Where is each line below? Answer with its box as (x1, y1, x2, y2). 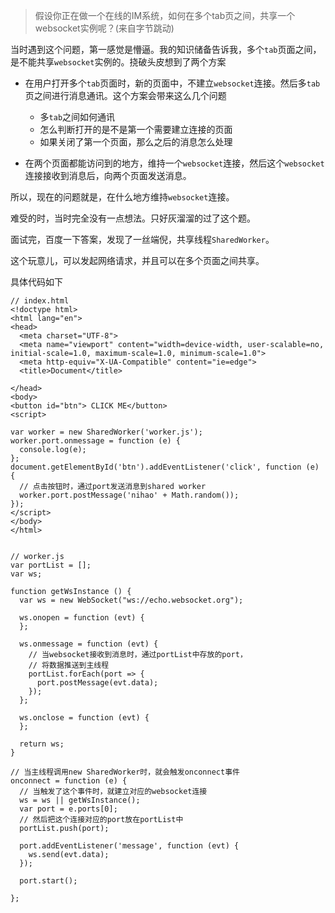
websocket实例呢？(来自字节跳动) (34, 22, 175, 34)
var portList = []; (10, 560, 92, 570)
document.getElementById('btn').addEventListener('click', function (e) (10, 462, 320, 472)
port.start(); (19, 876, 78, 886)
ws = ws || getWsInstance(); (19, 795, 141, 805)
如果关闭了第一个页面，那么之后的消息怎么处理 (39, 136, 233, 148)
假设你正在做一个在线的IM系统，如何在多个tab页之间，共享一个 (34, 10, 296, 21)
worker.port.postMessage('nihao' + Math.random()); (19, 490, 240, 500)
